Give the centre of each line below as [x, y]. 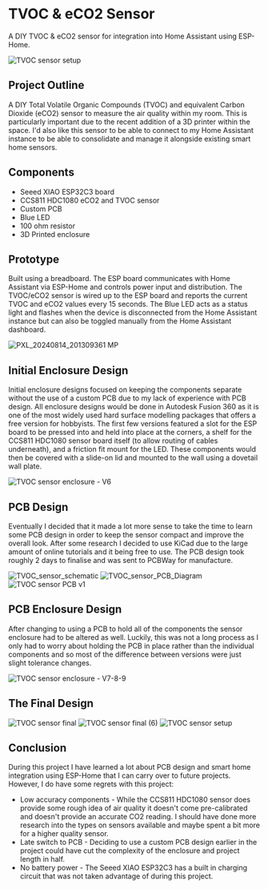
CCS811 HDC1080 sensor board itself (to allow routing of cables [113, 440]
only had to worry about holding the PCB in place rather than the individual [131, 646]
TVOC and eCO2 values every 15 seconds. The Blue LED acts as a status [128, 304]
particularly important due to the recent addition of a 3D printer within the [129, 122]
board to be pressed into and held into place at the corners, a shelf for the [130, 432]
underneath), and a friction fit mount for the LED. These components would [132, 449]
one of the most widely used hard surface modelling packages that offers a [132, 415]
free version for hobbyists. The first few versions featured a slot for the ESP [133, 424]
